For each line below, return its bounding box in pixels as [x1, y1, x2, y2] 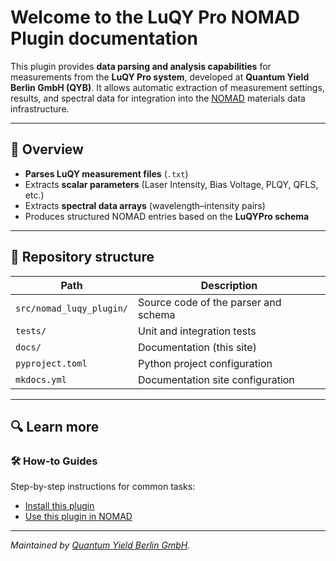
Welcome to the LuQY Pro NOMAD [10, 6, 300, 29]
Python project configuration [138, 356, 273, 370]
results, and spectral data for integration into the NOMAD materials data [10, 92, 306, 104]
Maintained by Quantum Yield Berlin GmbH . [10, 539, 191, 551]
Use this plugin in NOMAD [24, 511, 133, 523]
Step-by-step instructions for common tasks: [10, 481, 196, 493]
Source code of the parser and [138, 295, 282, 309]
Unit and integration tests [138, 324, 257, 338]
